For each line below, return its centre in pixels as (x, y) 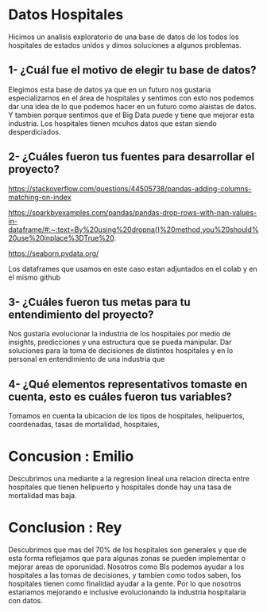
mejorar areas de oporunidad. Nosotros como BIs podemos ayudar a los (126, 567)
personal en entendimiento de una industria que (87, 359)
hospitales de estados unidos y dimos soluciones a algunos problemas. (125, 45)
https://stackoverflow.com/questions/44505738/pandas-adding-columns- (130, 188)
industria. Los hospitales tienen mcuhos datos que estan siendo (112, 123)
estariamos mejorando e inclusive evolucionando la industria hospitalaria (127, 592)
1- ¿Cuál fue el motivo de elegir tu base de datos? (132, 71)
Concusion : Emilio (71, 457)
